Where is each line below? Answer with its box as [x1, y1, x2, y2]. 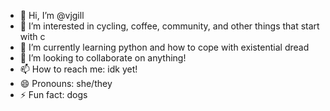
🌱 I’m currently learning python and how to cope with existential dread [19, 41, 310, 53]
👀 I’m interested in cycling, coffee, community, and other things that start [19, 20, 320, 32]
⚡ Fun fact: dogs [19, 89, 88, 100]
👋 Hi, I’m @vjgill [19, 10, 85, 21]
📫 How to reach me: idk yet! [19, 63, 138, 75]
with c [19, 31, 46, 42]
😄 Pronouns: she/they [19, 78, 113, 89]
